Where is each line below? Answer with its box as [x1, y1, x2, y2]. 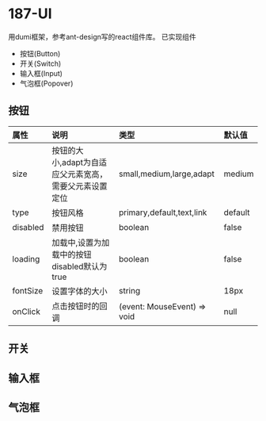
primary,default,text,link [118, 207, 207, 218]
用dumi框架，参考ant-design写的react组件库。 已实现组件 [8, 32, 196, 41]
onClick [12, 306, 41, 317]
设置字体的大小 [51, 285, 108, 297]
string [118, 285, 141, 296]
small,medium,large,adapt [118, 168, 215, 179]
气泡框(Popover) [19, 78, 74, 88]
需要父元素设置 [51, 180, 108, 191]
